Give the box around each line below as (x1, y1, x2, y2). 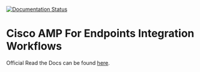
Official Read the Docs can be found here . (6, 59, 110, 66)
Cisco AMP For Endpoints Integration (6, 27, 195, 40)
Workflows (6, 40, 62, 53)
